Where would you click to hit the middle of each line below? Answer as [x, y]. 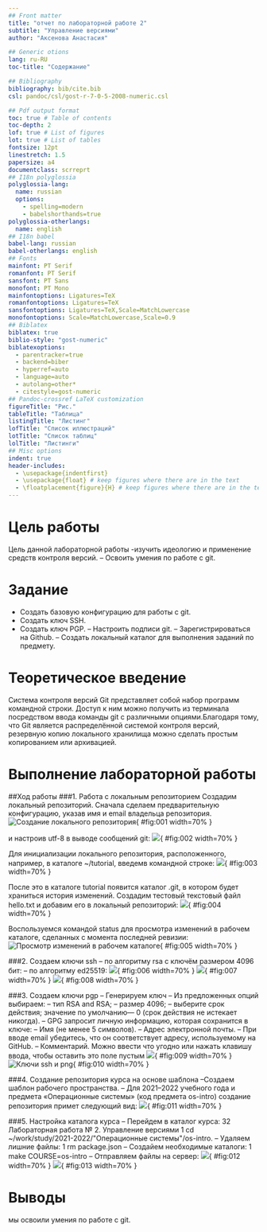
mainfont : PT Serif [41, 266]
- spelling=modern [53, 207]
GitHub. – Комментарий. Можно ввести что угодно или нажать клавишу [130, 1046]
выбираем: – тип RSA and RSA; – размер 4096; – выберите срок [116, 1004]
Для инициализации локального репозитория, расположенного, [117, 853]
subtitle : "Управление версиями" [64, 30]
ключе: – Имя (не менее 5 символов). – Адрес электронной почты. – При [132, 1029]
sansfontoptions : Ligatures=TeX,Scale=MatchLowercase [99, 310]
